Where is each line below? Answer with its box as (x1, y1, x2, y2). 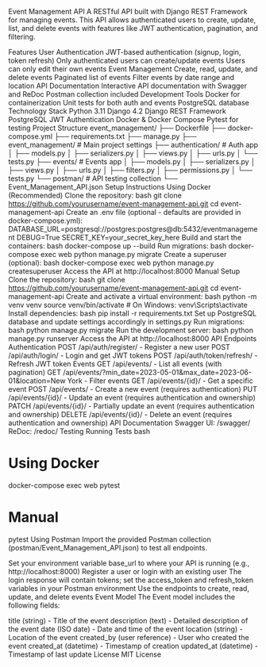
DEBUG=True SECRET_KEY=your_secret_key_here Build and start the (16, 233, 242, 242)
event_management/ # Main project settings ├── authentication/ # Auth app (8, 140, 259, 149)
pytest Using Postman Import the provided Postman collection (8, 535, 212, 544)
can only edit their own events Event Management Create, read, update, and (8, 64, 258, 74)
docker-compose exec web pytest (8, 480, 121, 490)
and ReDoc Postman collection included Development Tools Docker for (8, 90, 241, 98)
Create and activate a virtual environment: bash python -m (66, 292, 257, 301)
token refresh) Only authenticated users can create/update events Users (8, 56, 246, 65)
